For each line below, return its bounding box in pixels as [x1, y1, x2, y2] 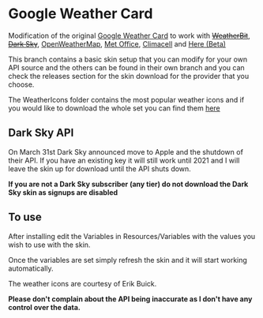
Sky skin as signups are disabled [8, 187, 118, 197]
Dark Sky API [8, 126, 74, 140]
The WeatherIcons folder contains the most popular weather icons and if [8, 95, 245, 104]
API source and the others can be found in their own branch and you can [8, 62, 245, 72]
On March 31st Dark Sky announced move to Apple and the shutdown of [8, 147, 243, 156]
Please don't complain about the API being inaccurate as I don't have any [8, 294, 253, 304]
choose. [8, 80, 35, 89]
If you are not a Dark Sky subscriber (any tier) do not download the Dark [8, 179, 249, 189]
